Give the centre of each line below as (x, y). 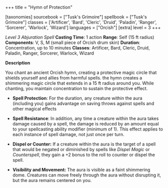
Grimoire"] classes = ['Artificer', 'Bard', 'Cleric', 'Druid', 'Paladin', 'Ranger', (81, 22)
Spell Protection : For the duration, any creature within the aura (77, 98)
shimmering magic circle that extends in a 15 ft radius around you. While (79, 83)
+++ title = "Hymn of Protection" (39, 7)
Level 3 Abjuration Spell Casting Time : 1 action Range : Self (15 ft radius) (80, 37)
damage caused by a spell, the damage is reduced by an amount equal (86, 124)
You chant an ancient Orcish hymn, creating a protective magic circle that (81, 72)
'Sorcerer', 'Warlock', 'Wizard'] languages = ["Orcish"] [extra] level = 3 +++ (83, 27)
